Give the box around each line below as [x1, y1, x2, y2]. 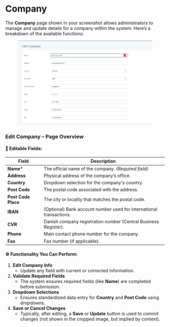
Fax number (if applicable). [44, 238, 100, 244]
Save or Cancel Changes [12, 305, 66, 311]
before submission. [20, 284, 61, 290]
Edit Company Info [12, 262, 53, 268]
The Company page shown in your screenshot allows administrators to [5, 20, 153, 26]
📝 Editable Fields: [5, 145, 42, 152]
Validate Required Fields [12, 273, 65, 279]
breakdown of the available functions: [5, 30, 84, 36]
